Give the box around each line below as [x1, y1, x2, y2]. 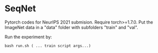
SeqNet [4, 3, 36, 14]
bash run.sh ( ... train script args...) [4, 43, 91, 48]
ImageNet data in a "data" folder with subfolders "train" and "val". [4, 24, 139, 30]
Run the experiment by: [4, 34, 52, 40]
